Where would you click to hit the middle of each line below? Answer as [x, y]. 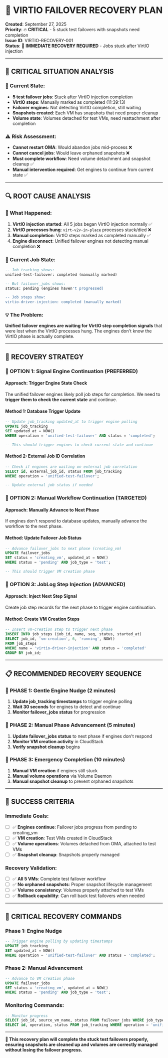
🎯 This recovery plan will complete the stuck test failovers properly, [77, 1039]
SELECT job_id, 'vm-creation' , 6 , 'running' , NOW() [60, 639]
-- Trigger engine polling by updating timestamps [59, 941]
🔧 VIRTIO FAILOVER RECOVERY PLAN [84, 10]
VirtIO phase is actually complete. [40, 336]
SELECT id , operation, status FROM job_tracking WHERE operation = [77, 1025]
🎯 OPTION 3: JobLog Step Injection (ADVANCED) [65, 584]
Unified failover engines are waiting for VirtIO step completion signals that [84, 326]
